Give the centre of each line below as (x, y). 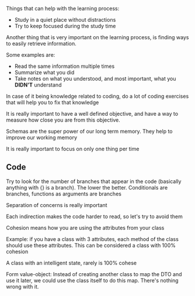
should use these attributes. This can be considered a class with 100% (91, 245)
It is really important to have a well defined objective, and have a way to (92, 114)
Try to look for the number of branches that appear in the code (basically (94, 181)
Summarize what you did (44, 72)
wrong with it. (22, 287)
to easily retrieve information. (41, 44)
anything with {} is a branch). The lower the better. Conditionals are (87, 187)
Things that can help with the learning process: (63, 8)
